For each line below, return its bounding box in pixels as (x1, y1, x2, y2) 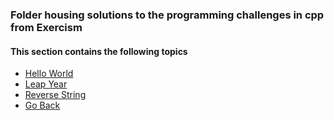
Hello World (24, 68, 74, 80)
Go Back (24, 99, 61, 112)
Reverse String (24, 89, 87, 101)
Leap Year (24, 78, 68, 90)
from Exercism (10, 20, 83, 34)
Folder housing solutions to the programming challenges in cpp (10, 8, 325, 22)
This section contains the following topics (10, 45, 188, 57)
